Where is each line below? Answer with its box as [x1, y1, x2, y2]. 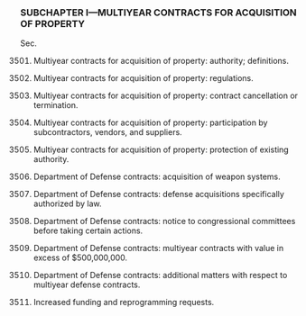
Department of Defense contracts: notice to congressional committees [32, 216, 296, 227]
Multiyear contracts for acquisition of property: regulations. [32, 73, 255, 84]
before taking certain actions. [32, 225, 144, 236]
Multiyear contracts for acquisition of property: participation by [32, 117, 268, 128]
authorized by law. [32, 198, 102, 209]
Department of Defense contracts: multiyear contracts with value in [32, 243, 284, 254]
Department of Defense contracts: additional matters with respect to [32, 270, 288, 281]
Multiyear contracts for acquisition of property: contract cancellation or [32, 90, 298, 101]
